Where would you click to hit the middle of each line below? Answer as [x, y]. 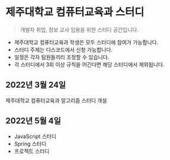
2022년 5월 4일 [33, 121]
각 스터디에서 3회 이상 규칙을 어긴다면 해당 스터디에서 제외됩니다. [89, 64]
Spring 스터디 [30, 143]
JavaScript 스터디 [35, 136]
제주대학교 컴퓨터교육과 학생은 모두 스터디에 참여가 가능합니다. [86, 42]
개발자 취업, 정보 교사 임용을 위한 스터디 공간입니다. [79, 30]
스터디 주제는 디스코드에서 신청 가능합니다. [63, 49]
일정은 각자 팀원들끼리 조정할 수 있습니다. [62, 57]
